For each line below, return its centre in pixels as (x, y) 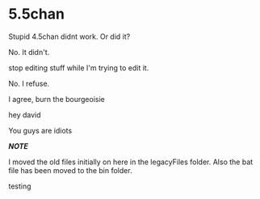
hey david (25, 115)
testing (20, 186)
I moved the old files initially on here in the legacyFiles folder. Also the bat (131, 162)
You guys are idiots (40, 130)
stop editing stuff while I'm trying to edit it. (79, 68)
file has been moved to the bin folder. (70, 170)
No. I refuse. (29, 83)
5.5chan (36, 14)
